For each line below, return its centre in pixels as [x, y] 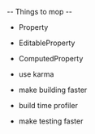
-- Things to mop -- [40, 12]
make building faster [53, 90]
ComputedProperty [51, 59]
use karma [36, 74]
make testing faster [51, 121]
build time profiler [48, 105]
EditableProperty [47, 43]
